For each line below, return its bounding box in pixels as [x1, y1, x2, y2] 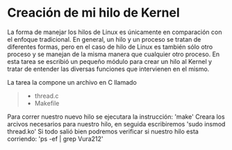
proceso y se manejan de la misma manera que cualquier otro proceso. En [7, 50, 220, 58]
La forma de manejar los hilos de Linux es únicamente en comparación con [7, 28, 222, 36]
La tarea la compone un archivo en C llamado [7, 78, 137, 86]
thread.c [34, 92, 59, 100]
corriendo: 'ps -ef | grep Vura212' [7, 134, 103, 143]
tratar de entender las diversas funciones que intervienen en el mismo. [7, 65, 210, 73]
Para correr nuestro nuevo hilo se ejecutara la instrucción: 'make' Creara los [7, 112, 225, 121]
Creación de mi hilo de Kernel [7, 5, 181, 21]
